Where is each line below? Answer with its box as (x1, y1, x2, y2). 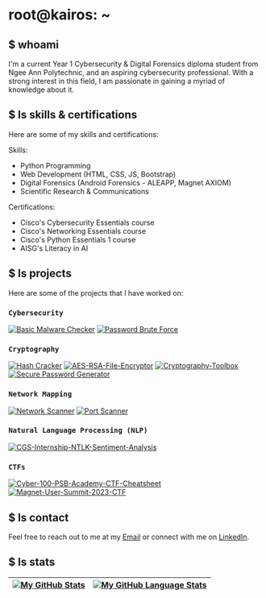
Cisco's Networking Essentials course (19, 226, 147, 235)
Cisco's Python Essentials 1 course (19, 235, 136, 244)
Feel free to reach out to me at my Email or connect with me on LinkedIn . (8, 532, 250, 542)
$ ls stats (8, 555, 56, 569)
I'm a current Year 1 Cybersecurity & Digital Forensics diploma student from (8, 59, 259, 69)
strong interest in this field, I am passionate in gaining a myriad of (8, 77, 226, 85)
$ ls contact (8, 510, 69, 525)
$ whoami (8, 38, 59, 52)
